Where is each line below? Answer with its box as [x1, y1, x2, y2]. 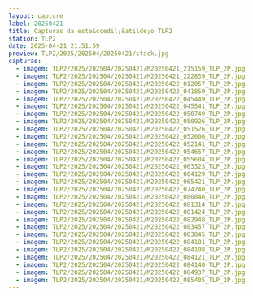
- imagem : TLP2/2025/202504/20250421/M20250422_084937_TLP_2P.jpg [15, 268, 246, 277]
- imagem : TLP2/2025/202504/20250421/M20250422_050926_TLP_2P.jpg [15, 118, 246, 126]
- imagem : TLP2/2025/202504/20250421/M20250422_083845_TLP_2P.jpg [15, 230, 246, 239]
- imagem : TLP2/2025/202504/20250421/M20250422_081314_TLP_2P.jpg [15, 200, 246, 208]
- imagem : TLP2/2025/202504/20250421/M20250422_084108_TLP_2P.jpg [15, 246, 246, 254]
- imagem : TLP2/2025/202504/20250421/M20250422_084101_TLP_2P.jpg [15, 238, 246, 247]
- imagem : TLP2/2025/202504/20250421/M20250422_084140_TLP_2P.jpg [15, 260, 246, 268]
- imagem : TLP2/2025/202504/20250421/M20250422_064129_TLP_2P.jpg [15, 170, 246, 178]
